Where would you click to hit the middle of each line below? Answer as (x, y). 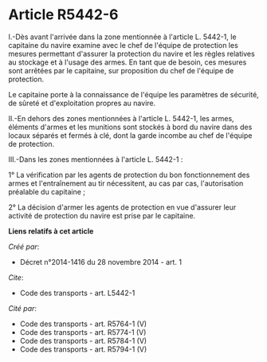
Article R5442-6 (63, 15)
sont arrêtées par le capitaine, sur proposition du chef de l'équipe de (121, 70)
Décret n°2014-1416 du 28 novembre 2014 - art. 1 (100, 262)
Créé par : (24, 246)
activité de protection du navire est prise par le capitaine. (102, 215)
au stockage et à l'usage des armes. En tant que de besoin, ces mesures (128, 62)
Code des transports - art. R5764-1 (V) (83, 324)
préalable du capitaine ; (47, 191)
